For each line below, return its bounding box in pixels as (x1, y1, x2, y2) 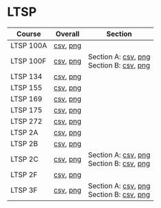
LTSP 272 (10, 116, 42, 126)
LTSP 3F (10, 185, 38, 195)
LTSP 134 (10, 72, 42, 81)
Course (16, 29, 41, 39)
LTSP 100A (10, 41, 47, 50)
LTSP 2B (10, 138, 38, 148)
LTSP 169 (10, 94, 42, 103)
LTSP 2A (10, 127, 39, 137)
